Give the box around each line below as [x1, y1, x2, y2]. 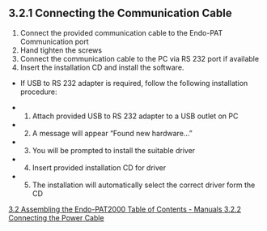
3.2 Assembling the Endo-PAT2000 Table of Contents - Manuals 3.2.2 [8, 204, 241, 214]
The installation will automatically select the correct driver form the [32, 180, 256, 190]
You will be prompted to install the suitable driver [32, 145, 196, 155]
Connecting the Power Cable [8, 212, 104, 222]
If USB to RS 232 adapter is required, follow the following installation [19, 78, 248, 88]
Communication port [19, 36, 89, 46]
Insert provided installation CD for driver [32, 162, 167, 173]
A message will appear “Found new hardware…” [32, 128, 193, 138]
